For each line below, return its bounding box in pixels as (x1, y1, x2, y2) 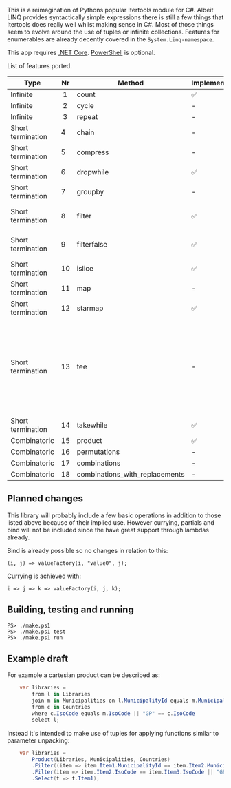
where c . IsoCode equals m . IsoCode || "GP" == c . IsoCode (32, 709, 195, 717)
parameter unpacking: (7, 736, 70, 745)
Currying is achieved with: (7, 572, 81, 580)
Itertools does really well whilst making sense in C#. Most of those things (7, 21, 214, 28)
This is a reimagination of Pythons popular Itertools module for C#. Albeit (7, 6, 214, 14)
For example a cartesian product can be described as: (7, 671, 160, 679)
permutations (76, 447, 120, 457)
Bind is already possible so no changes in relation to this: (7, 546, 168, 554)
